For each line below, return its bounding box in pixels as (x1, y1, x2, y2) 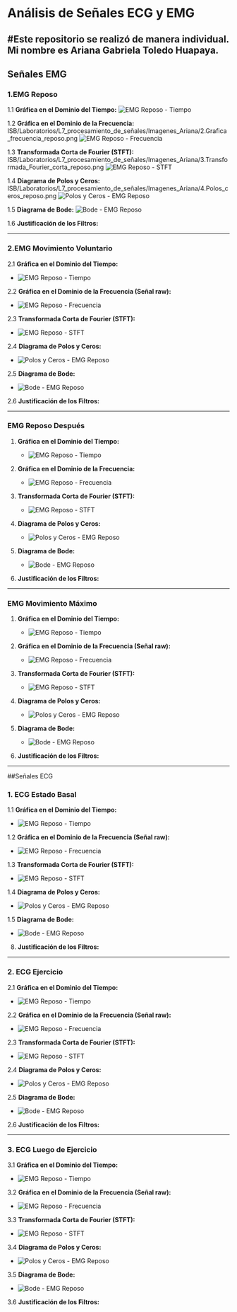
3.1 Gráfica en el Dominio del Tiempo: (7, 1161, 119, 1169)
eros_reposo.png (7, 192, 57, 200)
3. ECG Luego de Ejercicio (7, 1144, 97, 1154)
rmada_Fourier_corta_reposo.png (7, 163, 104, 171)
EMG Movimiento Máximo (7, 598, 97, 608)
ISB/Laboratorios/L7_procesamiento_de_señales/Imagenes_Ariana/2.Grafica (7, 127, 227, 135)
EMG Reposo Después (7, 421, 85, 431)
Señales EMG (7, 68, 67, 80)
